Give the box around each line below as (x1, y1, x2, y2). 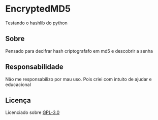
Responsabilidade (5, 63, 64, 71)
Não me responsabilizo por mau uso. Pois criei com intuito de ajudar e (5, 76, 152, 82)
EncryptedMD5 (5, 3, 71, 15)
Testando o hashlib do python (5, 20, 68, 26)
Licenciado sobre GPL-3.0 (5, 109, 60, 115)
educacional (5, 82, 31, 88)
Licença (5, 96, 31, 104)
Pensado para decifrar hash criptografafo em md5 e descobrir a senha (5, 48, 153, 54)
